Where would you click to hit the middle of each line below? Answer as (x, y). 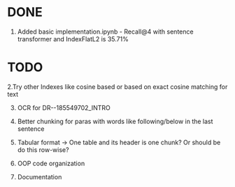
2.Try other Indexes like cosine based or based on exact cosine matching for (117, 86)
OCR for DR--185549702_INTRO (64, 108)
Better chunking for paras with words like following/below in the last (115, 121)
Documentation (40, 176)
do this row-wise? (43, 150)
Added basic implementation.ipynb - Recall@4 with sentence (105, 32)
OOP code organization (51, 163)
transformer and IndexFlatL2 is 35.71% (73, 39)
